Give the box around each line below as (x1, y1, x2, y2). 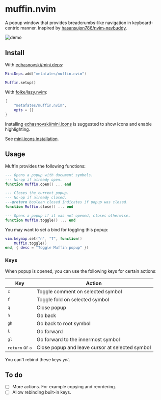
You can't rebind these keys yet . (5, 356, 70, 362)
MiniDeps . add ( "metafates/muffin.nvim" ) (5, 71, 87, 76)
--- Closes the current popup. (5, 191, 69, 196)
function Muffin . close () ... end (5, 204, 74, 209)
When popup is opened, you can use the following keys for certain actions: (5, 268, 157, 274)
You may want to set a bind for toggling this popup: (5, 227, 109, 232)
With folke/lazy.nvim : (5, 89, 48, 95)
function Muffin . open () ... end (5, 182, 71, 187)
